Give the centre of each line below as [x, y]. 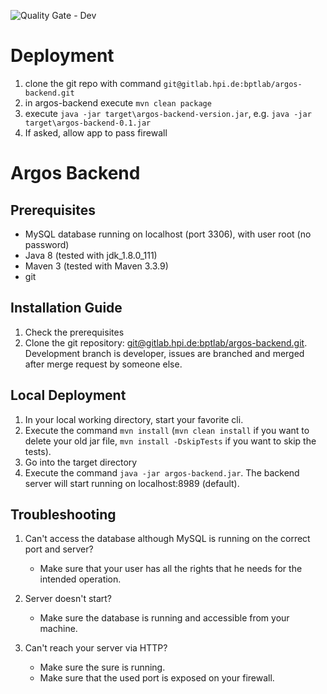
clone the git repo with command [93, 83]
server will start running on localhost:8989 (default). [132, 483]
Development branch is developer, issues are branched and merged [164, 353]
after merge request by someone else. [103, 364]
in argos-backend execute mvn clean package [118, 102]
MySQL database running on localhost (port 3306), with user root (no [168, 234]
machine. [58, 629]
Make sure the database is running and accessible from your [164, 618]
